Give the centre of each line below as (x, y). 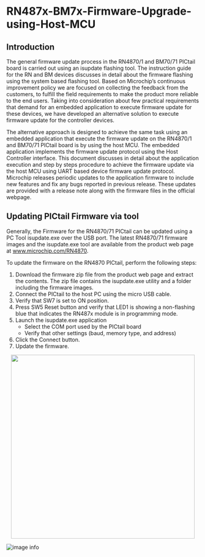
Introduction (31, 47)
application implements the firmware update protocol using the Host (92, 152)
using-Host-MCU (51, 24)
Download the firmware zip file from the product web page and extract (104, 275)
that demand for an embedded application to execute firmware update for (99, 107)
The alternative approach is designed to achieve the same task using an (97, 132)
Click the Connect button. (47, 339)
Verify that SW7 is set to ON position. (62, 300)
